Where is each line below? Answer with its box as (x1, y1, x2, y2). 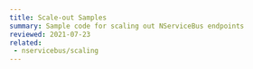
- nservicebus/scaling (13, 47, 99, 56)
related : (9, 38, 42, 47)
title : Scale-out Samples (9, 13, 107, 22)
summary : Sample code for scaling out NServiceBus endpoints (9, 22, 245, 30)
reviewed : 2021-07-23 (9, 30, 91, 39)
